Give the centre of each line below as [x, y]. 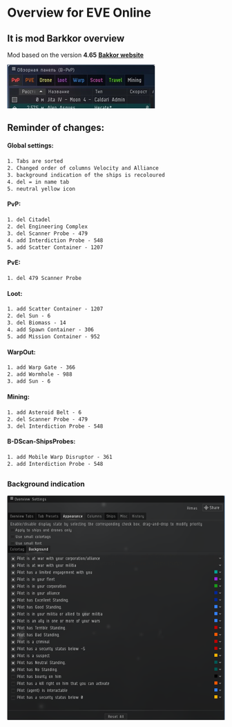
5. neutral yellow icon [41, 189]
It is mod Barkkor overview [66, 38]
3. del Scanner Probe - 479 [48, 234]
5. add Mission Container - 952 [54, 337]
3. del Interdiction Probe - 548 [55, 426]
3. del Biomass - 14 [37, 323]
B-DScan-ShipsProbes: [41, 441]
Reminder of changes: [56, 128]
